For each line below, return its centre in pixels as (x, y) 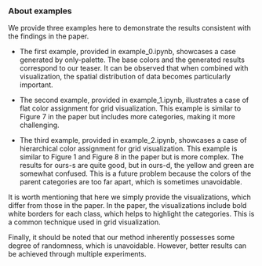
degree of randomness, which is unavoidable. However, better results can (127, 246)
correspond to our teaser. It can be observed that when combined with (134, 68)
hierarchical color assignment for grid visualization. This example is (128, 149)
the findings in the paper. (49, 36)
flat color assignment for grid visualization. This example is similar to (130, 108)
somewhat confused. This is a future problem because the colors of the (135, 173)
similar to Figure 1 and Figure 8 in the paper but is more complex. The (132, 157)
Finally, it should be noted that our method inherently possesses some (122, 238)
